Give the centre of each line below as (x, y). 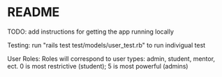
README (34, 12)
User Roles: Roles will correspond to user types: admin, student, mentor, (111, 58)
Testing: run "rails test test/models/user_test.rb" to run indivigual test (106, 45)
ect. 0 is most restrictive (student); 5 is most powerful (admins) (98, 66)
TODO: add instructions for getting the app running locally (91, 31)
